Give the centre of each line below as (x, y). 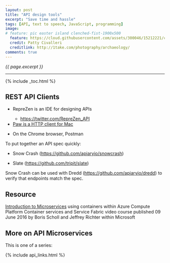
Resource (21, 194)
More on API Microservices (49, 233)
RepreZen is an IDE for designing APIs (52, 109)
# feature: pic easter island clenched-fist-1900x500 (63, 33)
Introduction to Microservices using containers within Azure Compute (78, 206)
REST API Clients (32, 97)
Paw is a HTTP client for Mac (43, 124)
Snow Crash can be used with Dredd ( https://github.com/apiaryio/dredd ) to (84, 173)
